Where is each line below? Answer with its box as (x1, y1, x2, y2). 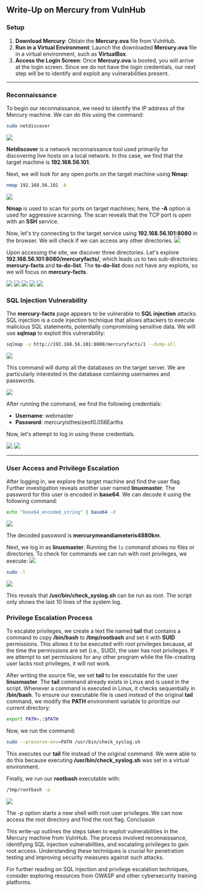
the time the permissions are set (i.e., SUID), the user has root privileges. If (6, 647, 194, 654)
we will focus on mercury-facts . (6, 268, 88, 275)
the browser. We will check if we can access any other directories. (6, 237, 173, 244)
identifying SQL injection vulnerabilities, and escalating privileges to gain (6, 841, 189, 848)
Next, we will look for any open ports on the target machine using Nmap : (6, 170, 189, 177)
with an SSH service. (6, 217, 59, 225)
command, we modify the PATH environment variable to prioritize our (6, 697, 181, 705)
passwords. (6, 376, 35, 384)
